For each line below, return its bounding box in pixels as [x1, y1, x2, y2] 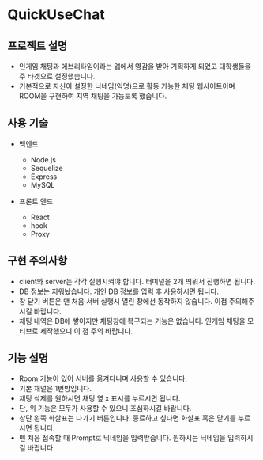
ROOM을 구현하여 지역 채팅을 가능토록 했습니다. [18, 91, 167, 101]
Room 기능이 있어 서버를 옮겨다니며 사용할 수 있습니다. [18, 374, 187, 383]
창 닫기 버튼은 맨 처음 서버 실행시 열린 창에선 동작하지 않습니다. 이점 [18, 296, 227, 306]
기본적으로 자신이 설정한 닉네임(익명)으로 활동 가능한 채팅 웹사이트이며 [18, 82, 235, 90]
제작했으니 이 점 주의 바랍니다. [39, 326, 133, 336]
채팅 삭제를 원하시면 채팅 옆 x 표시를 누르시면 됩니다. [18, 393, 181, 403]
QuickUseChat [7, 6, 105, 24]
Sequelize [30, 163, 64, 173]
